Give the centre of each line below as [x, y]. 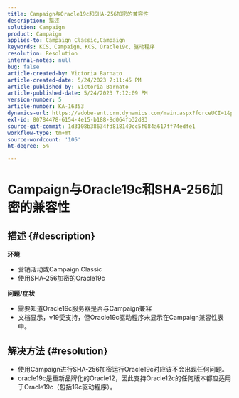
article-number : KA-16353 [46, 107]
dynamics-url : [28, 113]
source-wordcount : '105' [44, 139]
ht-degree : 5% [28, 146]
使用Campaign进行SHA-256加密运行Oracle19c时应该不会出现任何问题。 [123, 369]
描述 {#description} [52, 236]
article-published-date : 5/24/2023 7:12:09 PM [78, 93]
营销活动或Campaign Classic [60, 269]
